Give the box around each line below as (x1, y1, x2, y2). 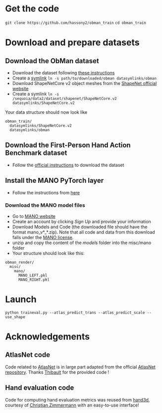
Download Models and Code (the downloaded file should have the (12, 224, 148, 230)
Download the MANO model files (5, 202, 86, 209)
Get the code (5, 3, 59, 14)
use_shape (5, 314, 26, 320)
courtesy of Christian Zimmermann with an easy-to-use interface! (5, 402, 140, 408)
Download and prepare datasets (5, 37, 140, 48)
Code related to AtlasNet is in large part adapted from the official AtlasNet (5, 364, 156, 370)
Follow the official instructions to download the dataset (12, 162, 125, 168)
